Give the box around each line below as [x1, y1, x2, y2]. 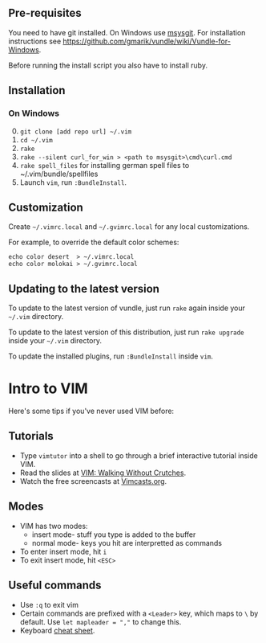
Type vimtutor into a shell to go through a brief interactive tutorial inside [19, 450, 258, 461]
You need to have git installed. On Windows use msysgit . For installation [8, 27, 246, 37]
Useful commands [8, 579, 102, 592]
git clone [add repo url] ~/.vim [19, 128, 132, 136]
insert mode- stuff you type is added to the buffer [31, 530, 196, 539]
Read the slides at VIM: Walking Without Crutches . [19, 468, 187, 477]
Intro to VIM [8, 379, 88, 398]
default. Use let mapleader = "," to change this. [19, 616, 182, 626]
